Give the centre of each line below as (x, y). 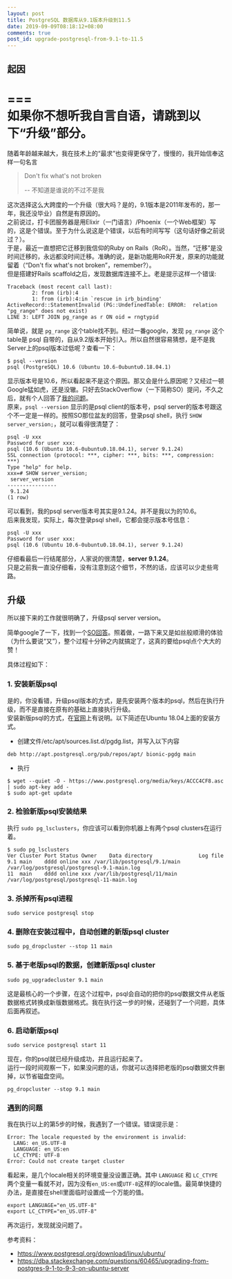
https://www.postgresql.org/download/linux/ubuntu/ (91, 1253)
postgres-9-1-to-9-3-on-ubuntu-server (73, 1269)
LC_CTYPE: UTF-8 (37, 1155)
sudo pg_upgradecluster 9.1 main (55, 980)
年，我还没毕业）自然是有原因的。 (56, 213)
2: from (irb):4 (55, 293)
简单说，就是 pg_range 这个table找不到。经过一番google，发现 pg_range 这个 (116, 331)
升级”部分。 (59, 133)
